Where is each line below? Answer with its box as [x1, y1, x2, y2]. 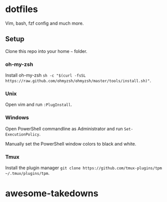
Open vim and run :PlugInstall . [5, 102, 72, 108]
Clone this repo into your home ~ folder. [5, 48, 87, 54]
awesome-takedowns [5, 188, 98, 199]
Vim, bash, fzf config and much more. [5, 20, 84, 26]
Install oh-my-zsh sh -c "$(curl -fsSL [5, 72, 86, 79]
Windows [5, 114, 29, 121]
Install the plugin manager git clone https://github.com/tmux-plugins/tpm [5, 165, 162, 171]
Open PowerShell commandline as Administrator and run [5, 125, 123, 131]
